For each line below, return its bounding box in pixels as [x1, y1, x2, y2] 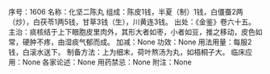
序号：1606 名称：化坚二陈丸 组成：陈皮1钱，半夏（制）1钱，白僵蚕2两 [8, 7, 243, 16]
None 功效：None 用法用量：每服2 [136, 37, 252, 47]
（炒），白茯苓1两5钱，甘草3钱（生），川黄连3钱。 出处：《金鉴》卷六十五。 [8, 17, 256, 27]
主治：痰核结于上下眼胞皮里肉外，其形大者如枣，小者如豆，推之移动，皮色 [8, 27, 255, 36]
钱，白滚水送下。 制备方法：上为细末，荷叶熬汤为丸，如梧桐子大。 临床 [8, 47, 246, 56]
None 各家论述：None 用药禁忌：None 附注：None [22, 57, 192, 67]
